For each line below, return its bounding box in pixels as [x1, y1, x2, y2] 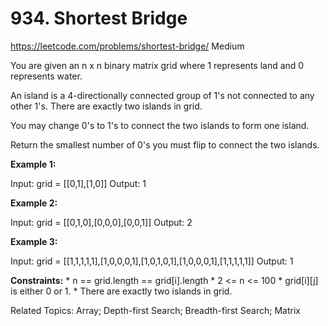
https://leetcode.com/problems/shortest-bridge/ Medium [10, 40, 245, 52]
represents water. [10, 70, 83, 82]
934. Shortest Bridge [10, 7, 188, 30]
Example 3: [10, 235, 58, 247]
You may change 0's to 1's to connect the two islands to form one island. [10, 119, 310, 131]
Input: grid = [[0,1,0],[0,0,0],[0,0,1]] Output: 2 [10, 216, 193, 228]
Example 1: [10, 158, 57, 170]
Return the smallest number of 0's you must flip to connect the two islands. [10, 138, 320, 151]
